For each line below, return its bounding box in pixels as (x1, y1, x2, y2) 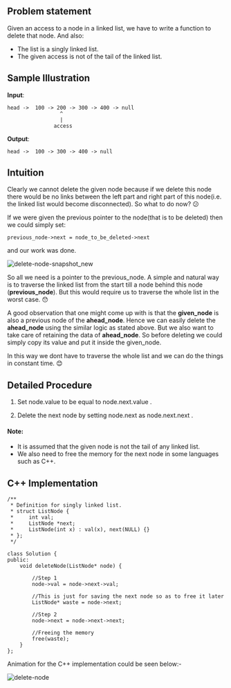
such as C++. (17, 458, 56, 466)
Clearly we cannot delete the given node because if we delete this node (7, 185, 212, 194)
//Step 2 (32, 611, 57, 619)
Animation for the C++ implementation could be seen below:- (7, 660, 182, 669)
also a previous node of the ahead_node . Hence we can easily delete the (7, 316, 216, 325)
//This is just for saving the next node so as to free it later (32, 593, 225, 600)
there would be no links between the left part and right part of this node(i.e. (7, 192, 222, 201)
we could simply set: (7, 221, 66, 229)
